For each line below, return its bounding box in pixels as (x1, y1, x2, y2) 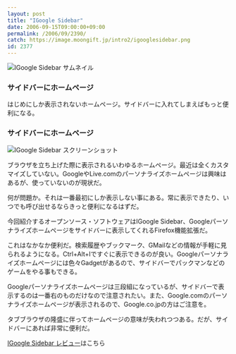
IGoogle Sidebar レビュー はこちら (7, 338, 106, 347)
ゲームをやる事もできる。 (7, 267, 81, 276)
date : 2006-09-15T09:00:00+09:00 (7, 23, 106, 30)
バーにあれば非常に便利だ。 (13, 324, 94, 332)
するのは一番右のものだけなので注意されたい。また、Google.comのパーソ (13, 291, 228, 300)
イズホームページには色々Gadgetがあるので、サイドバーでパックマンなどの (7, 258, 225, 267)
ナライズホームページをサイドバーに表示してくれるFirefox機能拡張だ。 (7, 226, 211, 234)
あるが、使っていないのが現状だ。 (7, 178, 106, 187)
